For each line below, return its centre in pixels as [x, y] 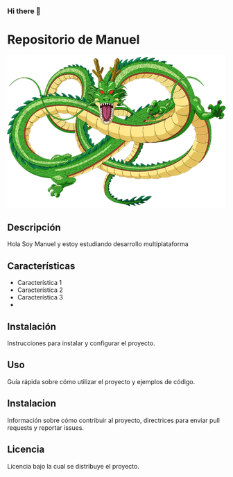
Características [41, 266]
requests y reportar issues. [46, 427]
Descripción [34, 228]
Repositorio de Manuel [74, 40]
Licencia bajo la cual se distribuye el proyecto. [74, 466]
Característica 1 [40, 283]
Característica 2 [40, 290]
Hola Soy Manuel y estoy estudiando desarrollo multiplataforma [98, 244]
